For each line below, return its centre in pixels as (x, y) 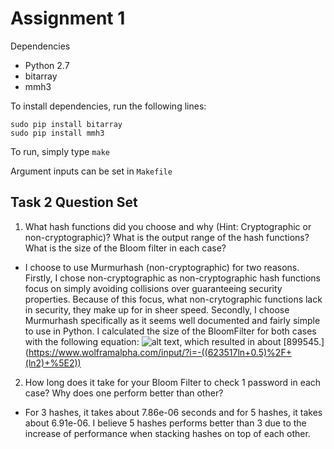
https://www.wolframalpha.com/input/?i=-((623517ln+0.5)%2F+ (160, 352)
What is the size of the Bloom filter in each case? (125, 248)
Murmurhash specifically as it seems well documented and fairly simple (172, 320)
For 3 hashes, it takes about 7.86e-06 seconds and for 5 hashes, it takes (173, 412)
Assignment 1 (68, 18)
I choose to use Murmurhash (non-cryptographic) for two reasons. (162, 267)
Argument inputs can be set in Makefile (91, 171)
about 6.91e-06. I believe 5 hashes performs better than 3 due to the (165, 423)
